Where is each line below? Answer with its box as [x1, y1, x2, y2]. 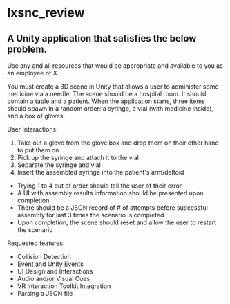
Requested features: [7, 239, 65, 247]
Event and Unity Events [17, 260, 84, 268]
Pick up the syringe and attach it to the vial [17, 154, 140, 161]
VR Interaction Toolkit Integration [17, 282, 111, 290]
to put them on [17, 146, 59, 154]
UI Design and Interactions [17, 267, 93, 275]
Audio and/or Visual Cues [17, 275, 90, 283]
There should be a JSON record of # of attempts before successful [17, 204, 209, 212]
